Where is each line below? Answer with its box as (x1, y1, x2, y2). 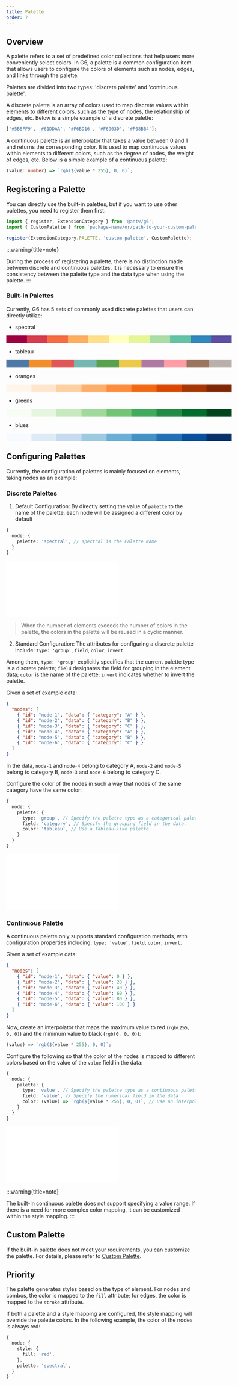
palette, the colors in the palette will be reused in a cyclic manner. (20, 629, 184, 636)
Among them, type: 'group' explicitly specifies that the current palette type (6, 658, 194, 665)
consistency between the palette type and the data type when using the (6, 270, 185, 278)
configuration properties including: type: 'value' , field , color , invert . (6, 939, 182, 946)
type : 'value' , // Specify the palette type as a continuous (22, 1088, 179, 1094)
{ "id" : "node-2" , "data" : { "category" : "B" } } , (17, 717, 147, 723)
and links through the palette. (6, 72, 79, 79)
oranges (14, 372, 36, 379)
